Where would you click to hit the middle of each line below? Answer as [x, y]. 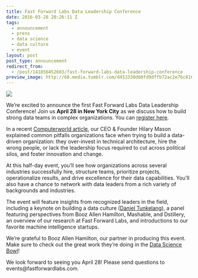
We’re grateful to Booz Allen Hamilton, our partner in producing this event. [96, 239]
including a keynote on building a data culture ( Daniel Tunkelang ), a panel [95, 208]
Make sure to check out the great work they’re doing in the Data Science [94, 244]
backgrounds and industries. [41, 191]
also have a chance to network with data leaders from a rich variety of [91, 184]
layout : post [22, 55]
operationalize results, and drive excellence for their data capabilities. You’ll [98, 178]
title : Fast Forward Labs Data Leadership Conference [74, 11]
